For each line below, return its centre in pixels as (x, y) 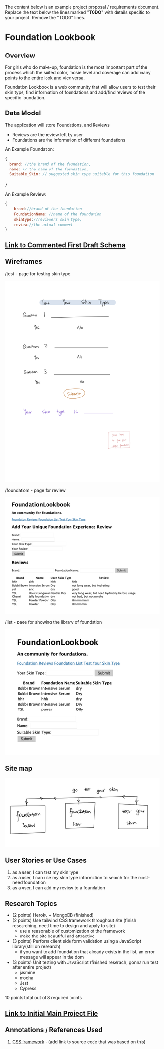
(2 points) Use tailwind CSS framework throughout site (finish (74, 920)
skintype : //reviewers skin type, (48, 219)
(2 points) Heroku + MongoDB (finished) (53, 915)
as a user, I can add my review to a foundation (59, 888)
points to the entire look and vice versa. (45, 78)
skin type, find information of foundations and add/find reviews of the (75, 92)
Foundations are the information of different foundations (69, 140)
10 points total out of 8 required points (44, 998)
